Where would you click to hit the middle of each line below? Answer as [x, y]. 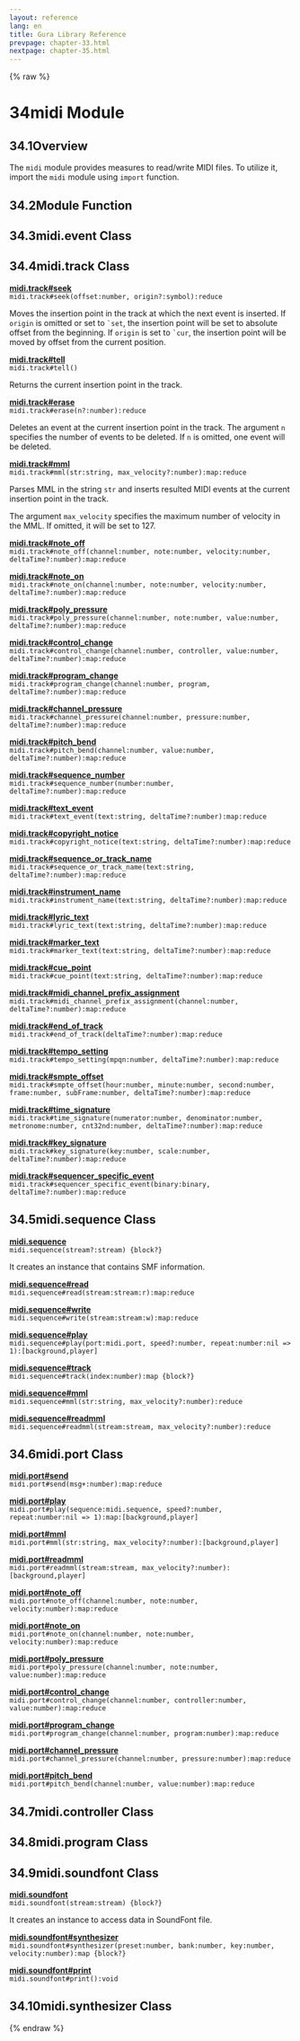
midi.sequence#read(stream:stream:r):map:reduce [102, 1293]
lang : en [26, 26]
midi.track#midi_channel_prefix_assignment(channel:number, [124, 1001]
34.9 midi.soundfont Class [84, 1873]
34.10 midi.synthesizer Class [91, 2006]
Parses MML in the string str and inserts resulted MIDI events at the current [150, 489]
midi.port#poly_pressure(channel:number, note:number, [114, 1667]
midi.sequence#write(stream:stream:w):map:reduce [104, 1318]
